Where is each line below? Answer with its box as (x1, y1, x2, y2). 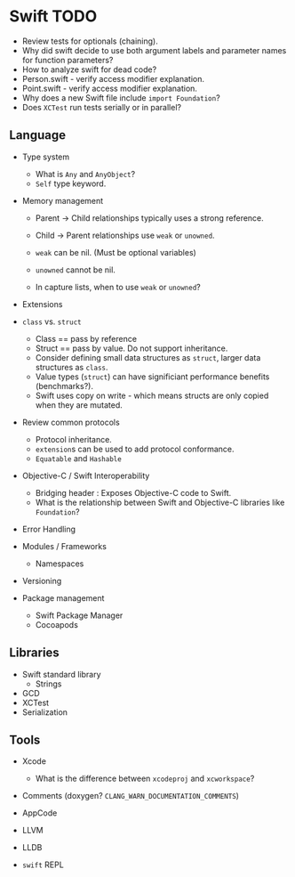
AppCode (21, 808, 58, 818)
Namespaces (35, 558, 84, 569)
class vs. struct (21, 316, 82, 327)
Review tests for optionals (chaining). (21, 36, 158, 46)
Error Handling (21, 524, 76, 534)
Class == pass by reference (35, 333, 138, 344)
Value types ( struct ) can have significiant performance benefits (35, 371, 270, 382)
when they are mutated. (35, 399, 123, 410)
